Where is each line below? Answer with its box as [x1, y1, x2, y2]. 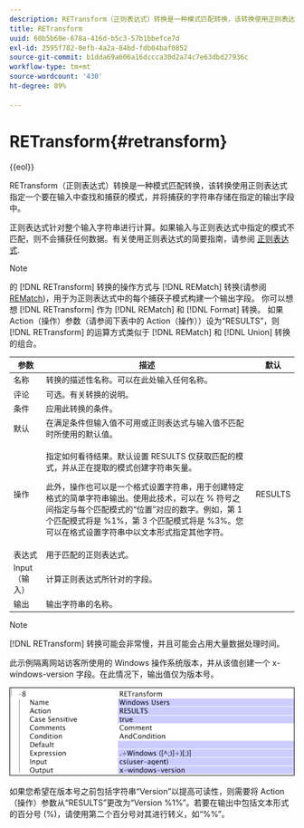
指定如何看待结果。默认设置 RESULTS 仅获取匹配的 [45, 451, 236, 462]
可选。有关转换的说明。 [45, 389, 134, 400]
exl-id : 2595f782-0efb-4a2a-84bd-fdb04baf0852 [9, 43, 188, 53]
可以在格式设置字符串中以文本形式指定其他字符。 [45, 526, 229, 538]
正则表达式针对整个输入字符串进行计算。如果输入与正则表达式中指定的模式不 [9, 222, 295, 233]
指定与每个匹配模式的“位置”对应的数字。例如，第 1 [53, 504, 242, 515]
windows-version [9, 669, 74, 679]
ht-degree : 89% [9, 82, 67, 91]
